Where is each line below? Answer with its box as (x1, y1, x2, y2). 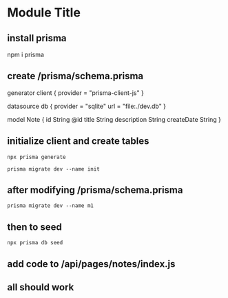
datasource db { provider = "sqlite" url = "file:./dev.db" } (7, 102, 167, 110)
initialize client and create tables (7, 136, 149, 147)
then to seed (7, 221, 62, 233)
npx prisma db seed (7, 240, 63, 246)
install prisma (7, 32, 67, 44)
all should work (7, 281, 74, 293)
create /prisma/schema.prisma (7, 70, 144, 82)
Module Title (7, 5, 81, 21)
